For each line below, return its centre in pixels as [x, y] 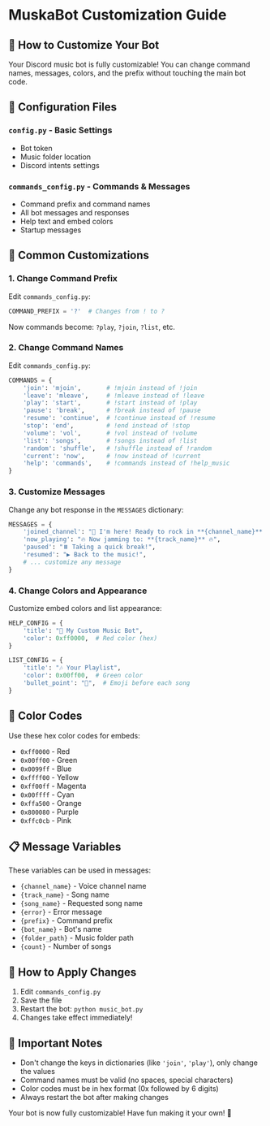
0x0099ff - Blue [46, 769]
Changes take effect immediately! [76, 1018]
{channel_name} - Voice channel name [83, 886]
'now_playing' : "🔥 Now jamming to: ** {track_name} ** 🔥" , [122, 539]
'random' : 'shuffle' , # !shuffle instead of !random [118, 448]
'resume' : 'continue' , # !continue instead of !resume [120, 418]
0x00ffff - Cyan [47, 795]
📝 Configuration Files [63, 107]
